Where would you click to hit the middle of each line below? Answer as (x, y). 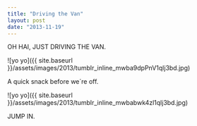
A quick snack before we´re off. (53, 82)
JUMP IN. (21, 116)
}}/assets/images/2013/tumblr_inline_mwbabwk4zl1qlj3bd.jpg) (98, 103)
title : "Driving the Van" (45, 14)
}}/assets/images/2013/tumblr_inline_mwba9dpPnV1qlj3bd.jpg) (99, 68)
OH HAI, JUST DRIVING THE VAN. (57, 47)
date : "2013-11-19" (36, 27)
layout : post (26, 20)
